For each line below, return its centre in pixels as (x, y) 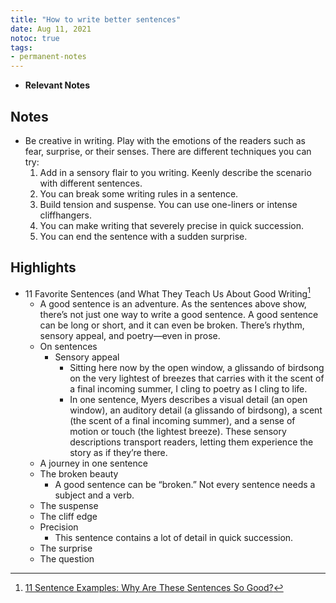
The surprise (66, 548)
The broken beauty (79, 474)
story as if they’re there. (118, 453)
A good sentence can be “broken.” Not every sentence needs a (185, 485)
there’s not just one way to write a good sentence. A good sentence (179, 315)
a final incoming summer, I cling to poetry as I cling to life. (188, 389)
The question (67, 559)
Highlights (43, 267)
